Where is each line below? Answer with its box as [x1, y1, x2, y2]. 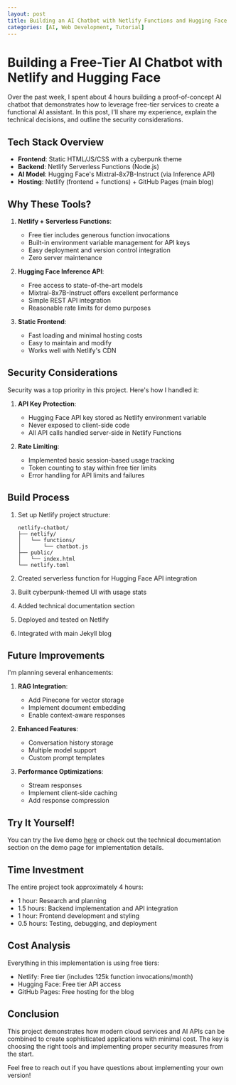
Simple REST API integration [28, 296, 112, 304]
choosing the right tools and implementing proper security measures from [7, 1042, 224, 1050]
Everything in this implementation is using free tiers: [7, 959, 160, 967]
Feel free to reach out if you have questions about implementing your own [7, 1063, 224, 1071]
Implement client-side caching [28, 789, 117, 797]
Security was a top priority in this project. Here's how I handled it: [7, 385, 199, 394]
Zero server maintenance [28, 253, 102, 261]
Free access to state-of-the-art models [28, 281, 144, 289]
